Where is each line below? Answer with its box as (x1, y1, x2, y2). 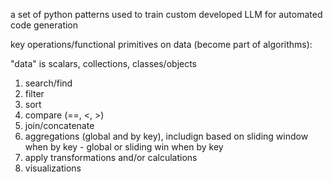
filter (24, 88, 45, 99)
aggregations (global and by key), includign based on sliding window (24, 130, 309, 142)
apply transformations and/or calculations (24, 152, 198, 163)
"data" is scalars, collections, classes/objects (10, 58, 198, 69)
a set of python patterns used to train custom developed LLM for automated (10, 9, 323, 20)
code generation (10, 19, 79, 31)
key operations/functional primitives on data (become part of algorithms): (10, 39, 313, 50)
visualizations (24, 162, 82, 174)
